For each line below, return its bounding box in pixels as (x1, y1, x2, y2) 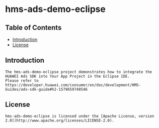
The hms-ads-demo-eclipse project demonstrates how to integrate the (5, 69, 153, 74)
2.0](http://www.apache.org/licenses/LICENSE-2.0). (5, 118, 114, 123)
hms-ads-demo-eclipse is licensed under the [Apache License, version (5, 114, 155, 119)
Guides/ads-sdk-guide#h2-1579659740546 (5, 87, 88, 92)
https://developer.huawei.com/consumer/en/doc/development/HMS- (5, 82, 141, 88)
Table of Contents (5, 23, 62, 32)
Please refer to (5, 78, 39, 83)
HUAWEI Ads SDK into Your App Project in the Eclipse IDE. (5, 74, 130, 79)
